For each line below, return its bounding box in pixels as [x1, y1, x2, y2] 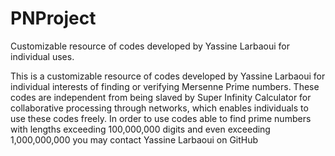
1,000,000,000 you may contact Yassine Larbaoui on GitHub [10, 133, 259, 146]
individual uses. [10, 50, 75, 62]
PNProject [10, 7, 97, 30]
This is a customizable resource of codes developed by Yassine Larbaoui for [10, 70, 326, 82]
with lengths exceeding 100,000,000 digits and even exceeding [10, 123, 271, 135]
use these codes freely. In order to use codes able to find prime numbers [10, 112, 312, 124]
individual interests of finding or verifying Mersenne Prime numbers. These [10, 80, 320, 92]
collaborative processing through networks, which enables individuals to [10, 102, 309, 114]
